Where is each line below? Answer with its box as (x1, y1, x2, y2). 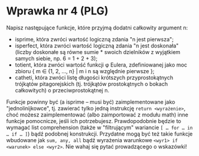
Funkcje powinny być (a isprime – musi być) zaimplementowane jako (6, 98, 176, 106)
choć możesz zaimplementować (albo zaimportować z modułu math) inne (6, 111, 189, 118)
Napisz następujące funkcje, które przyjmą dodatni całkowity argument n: (6, 24, 188, 31)
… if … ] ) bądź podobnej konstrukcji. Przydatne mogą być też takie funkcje (6, 130, 193, 137)
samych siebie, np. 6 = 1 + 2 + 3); (14, 55, 98, 62)
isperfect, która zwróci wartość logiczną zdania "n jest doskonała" (14, 42, 179, 49)
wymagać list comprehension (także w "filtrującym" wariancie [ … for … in (6, 124, 193, 131)
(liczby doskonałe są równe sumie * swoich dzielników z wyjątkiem (14, 48, 181, 55)
